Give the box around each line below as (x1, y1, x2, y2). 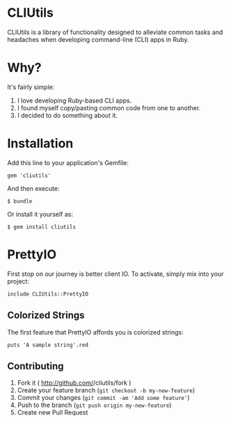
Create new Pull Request (17, 408, 88, 417)
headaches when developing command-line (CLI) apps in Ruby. (7, 35, 189, 43)
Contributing (7, 360, 64, 372)
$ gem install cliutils (7, 223, 77, 231)
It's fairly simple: (7, 82, 55, 91)
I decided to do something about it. (17, 111, 118, 119)
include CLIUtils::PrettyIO (7, 291, 89, 298)
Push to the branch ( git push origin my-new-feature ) (17, 401, 172, 409)
